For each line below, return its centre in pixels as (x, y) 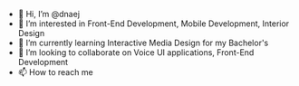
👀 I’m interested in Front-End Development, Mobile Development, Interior (154, 24)
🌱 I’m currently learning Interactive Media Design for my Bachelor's (143, 43)
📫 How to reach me (55, 72)
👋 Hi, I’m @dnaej (48, 14)
